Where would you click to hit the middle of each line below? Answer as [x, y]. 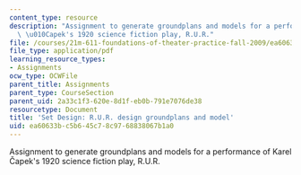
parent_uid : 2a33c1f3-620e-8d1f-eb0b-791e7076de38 [106, 101]
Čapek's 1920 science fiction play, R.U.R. [85, 161]
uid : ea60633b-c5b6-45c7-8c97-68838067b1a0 [92, 127]
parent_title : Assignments [60, 84]
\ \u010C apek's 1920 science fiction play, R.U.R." [116, 34]
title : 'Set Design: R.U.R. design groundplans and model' [122, 118]
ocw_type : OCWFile [43, 76]
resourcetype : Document [54, 109]
